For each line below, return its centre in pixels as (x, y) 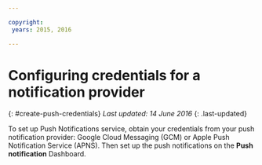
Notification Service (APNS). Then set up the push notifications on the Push (131, 145)
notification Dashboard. (47, 154)
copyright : (26, 22)
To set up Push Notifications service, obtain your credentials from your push (131, 129)
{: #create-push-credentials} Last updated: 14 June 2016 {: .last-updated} (127, 114)
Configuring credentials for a (104, 75)
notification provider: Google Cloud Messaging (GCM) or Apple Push (119, 137)
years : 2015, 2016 (42, 29)
